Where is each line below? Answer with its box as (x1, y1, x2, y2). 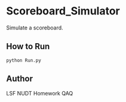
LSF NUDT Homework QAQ (6, 89, 73, 97)
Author (6, 74, 33, 84)
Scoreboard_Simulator (6, 4, 121, 18)
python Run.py (6, 57, 42, 64)
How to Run (6, 41, 50, 52)
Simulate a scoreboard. (6, 24, 64, 31)
